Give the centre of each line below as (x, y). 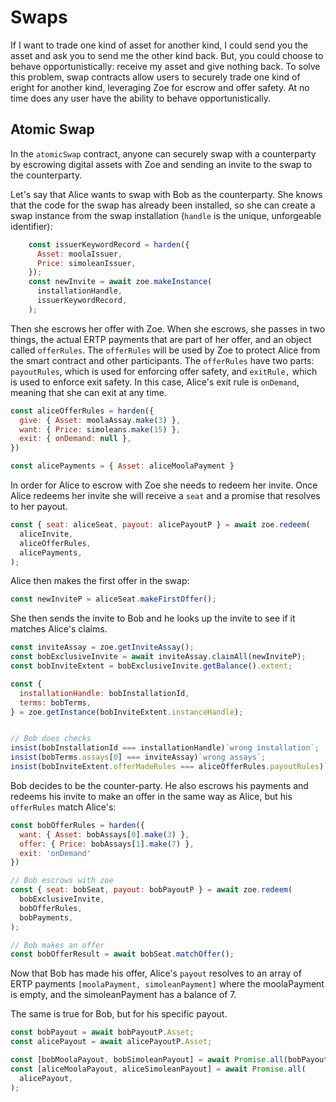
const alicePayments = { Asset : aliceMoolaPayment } (122, 466)
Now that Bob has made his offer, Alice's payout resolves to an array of (156, 973)
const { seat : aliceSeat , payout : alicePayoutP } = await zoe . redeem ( (160, 525)
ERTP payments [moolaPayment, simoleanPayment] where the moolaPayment (167, 984)
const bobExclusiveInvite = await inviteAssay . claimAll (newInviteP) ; (158, 657)
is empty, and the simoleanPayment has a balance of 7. (123, 995)
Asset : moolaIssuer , (79, 254)
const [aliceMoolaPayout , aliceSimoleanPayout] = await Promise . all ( (158, 1069)
